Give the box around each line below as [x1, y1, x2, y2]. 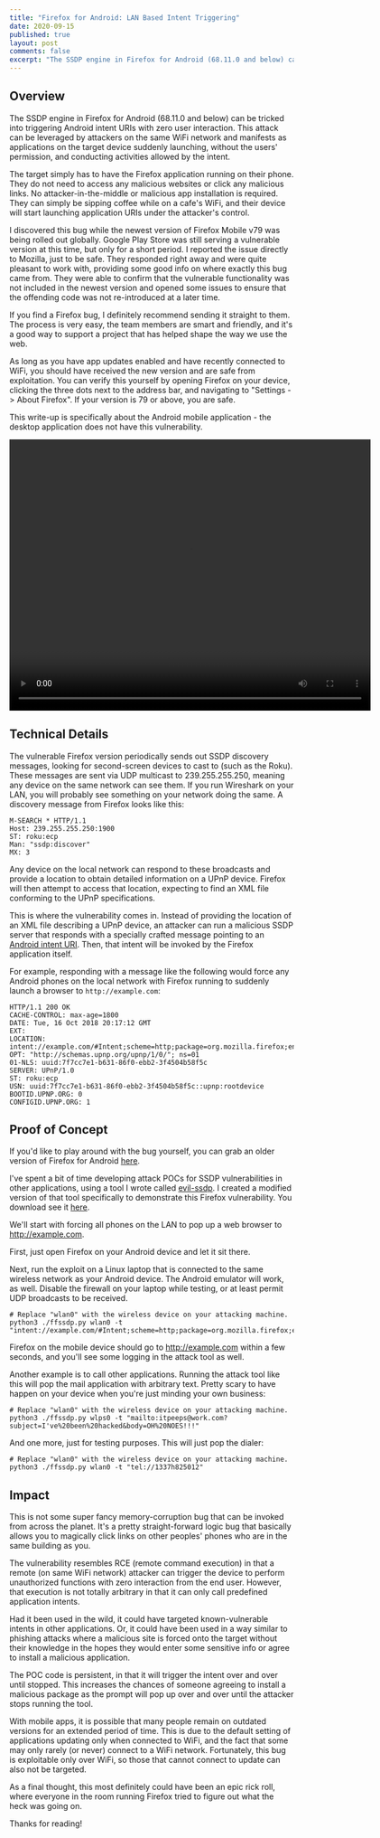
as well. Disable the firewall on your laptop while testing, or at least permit [9, 1283, 284, 1294]
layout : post [9, 38, 59, 48]
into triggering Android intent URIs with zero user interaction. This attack [9, 122, 279, 133]
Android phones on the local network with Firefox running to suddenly [9, 976, 269, 986]
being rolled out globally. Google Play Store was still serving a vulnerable [9, 234, 280, 245]
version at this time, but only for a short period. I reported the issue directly [9, 243, 289, 254]
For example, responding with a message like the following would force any [9, 966, 290, 976]
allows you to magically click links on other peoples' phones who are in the [9, 1531, 288, 1541]
